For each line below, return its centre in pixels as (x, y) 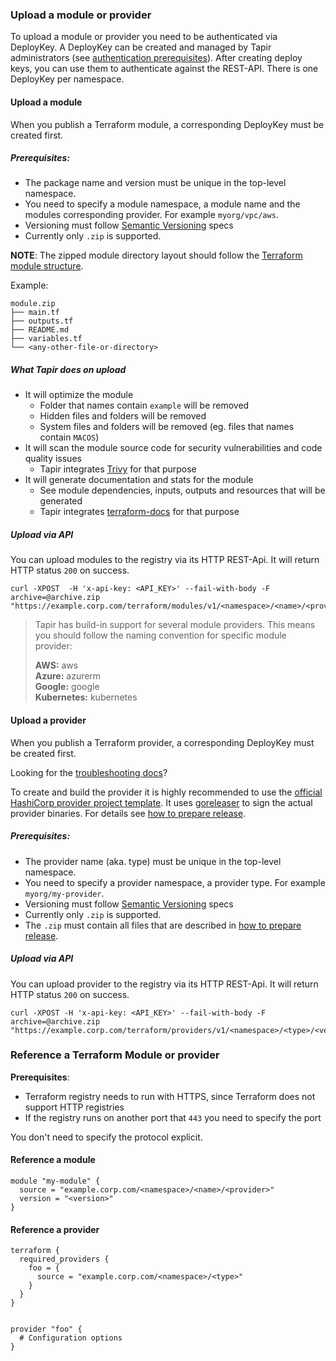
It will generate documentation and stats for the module (139, 480)
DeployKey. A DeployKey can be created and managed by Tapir (141, 47)
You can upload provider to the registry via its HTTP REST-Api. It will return (164, 984)
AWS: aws (56, 665)
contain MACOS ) (69, 437)
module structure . (47, 266)
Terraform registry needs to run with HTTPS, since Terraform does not (170, 1096)
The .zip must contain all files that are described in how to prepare (163, 925)
